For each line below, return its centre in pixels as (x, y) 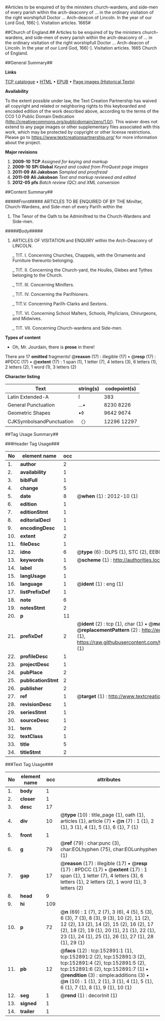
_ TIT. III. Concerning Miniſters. (43, 285)
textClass (32, 736)
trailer (27, 1011)
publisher (32, 688)
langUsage (33, 576)
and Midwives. (27, 318)
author (28, 464)
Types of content (23, 338)
